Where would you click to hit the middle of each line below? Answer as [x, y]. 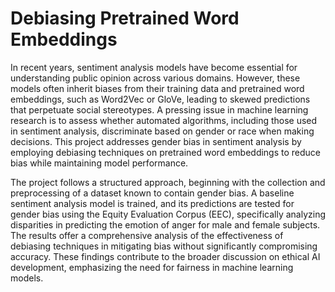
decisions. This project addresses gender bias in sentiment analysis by [156, 141]
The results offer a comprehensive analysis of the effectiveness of [147, 235]
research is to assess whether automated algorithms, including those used [164, 120]
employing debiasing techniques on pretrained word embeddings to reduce [166, 152]
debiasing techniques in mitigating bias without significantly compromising [164, 246]
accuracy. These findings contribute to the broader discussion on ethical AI [165, 256]
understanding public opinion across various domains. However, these [155, 78]
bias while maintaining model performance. [99, 163]
